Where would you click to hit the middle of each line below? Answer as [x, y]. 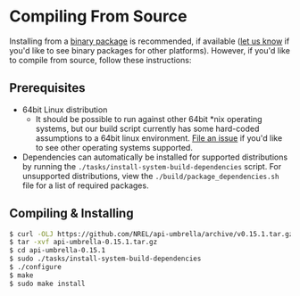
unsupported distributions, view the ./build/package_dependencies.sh [150, 176]
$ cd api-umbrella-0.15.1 [57, 251]
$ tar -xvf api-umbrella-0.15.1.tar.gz [83, 243]
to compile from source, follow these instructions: [100, 60]
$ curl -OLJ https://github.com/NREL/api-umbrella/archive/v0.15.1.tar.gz [151, 234]
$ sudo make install [48, 284]
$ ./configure [36, 267]
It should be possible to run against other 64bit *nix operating [149, 119]
